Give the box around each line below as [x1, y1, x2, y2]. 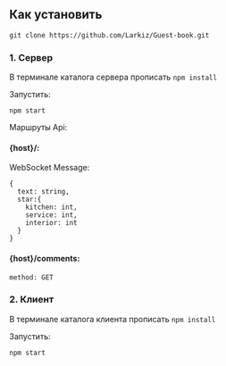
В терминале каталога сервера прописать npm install [9, 71, 217, 83]
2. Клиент [9, 294, 54, 306]
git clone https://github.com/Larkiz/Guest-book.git [9, 30, 210, 39]
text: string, [17, 187, 70, 196]
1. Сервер [9, 51, 54, 63]
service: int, [25, 211, 78, 220]
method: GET [9, 272, 54, 282]
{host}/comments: [9, 253, 80, 263]
